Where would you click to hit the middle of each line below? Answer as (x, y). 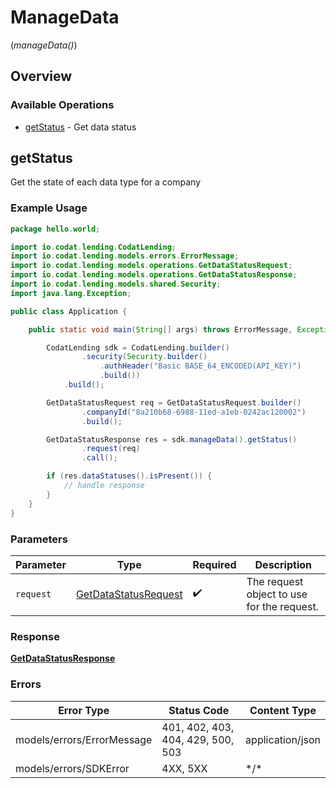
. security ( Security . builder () (144, 357)
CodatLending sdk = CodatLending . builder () (138, 347)
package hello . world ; (55, 229)
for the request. (282, 606)
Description (283, 564)
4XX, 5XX (184, 768)
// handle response (104, 486)
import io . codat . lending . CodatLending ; (93, 247)
